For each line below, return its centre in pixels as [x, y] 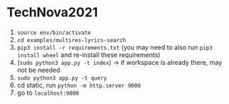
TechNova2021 [52, 12]
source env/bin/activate [54, 33]
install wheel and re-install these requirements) [89, 55]
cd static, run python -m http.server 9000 [79, 85]
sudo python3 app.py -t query [62, 78]
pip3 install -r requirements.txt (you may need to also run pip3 [115, 47]
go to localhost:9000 [48, 93]
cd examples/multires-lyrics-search [71, 40]
